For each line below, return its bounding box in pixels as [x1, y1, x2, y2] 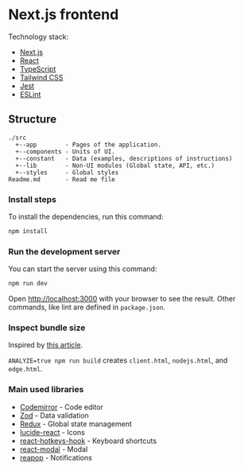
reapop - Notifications [19, 453, 93, 462]
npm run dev [8, 280, 48, 288]
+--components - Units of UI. [15, 147, 115, 156]
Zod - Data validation [19, 410, 89, 420]
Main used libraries [8, 384, 84, 395]
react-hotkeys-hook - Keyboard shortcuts [19, 436, 157, 445]
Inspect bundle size [8, 322, 86, 333]
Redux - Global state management [19, 419, 133, 429]
